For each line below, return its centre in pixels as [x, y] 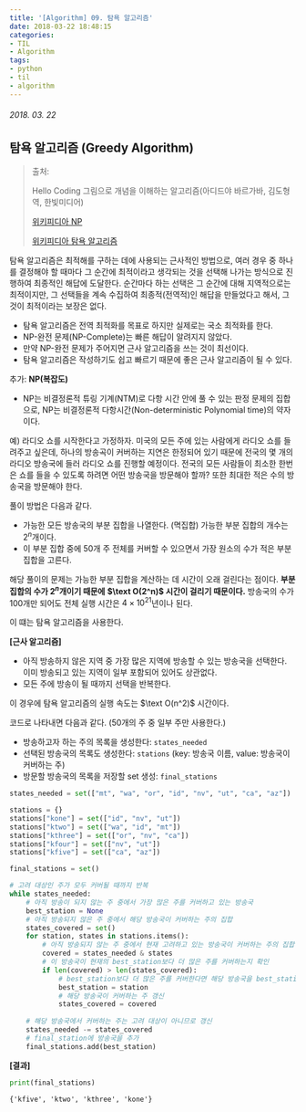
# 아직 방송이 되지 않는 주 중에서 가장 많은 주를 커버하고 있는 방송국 [140, 902]
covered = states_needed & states [107, 954]
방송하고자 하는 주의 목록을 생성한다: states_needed [115, 742]
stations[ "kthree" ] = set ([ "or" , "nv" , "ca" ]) [99, 835]
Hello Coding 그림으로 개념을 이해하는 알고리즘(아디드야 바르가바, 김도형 [161, 191]
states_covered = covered [107, 1004]
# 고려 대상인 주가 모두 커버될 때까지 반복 [79, 886]
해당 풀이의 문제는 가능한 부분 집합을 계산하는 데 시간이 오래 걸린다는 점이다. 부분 [153, 579]
